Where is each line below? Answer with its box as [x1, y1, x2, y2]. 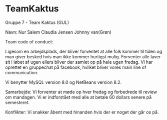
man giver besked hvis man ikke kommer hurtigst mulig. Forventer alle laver [5, 53, 161, 60]
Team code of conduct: [5, 38, 53, 45]
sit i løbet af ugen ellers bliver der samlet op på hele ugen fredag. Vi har [5, 59, 153, 65]
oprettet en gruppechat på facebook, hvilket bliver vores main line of [5, 64, 146, 70]
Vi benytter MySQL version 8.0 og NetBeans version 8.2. [5, 79, 122, 85]
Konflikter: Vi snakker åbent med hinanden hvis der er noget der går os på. [5, 109, 159, 115]
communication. [5, 69, 38, 75]
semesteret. [5, 99, 30, 105]
